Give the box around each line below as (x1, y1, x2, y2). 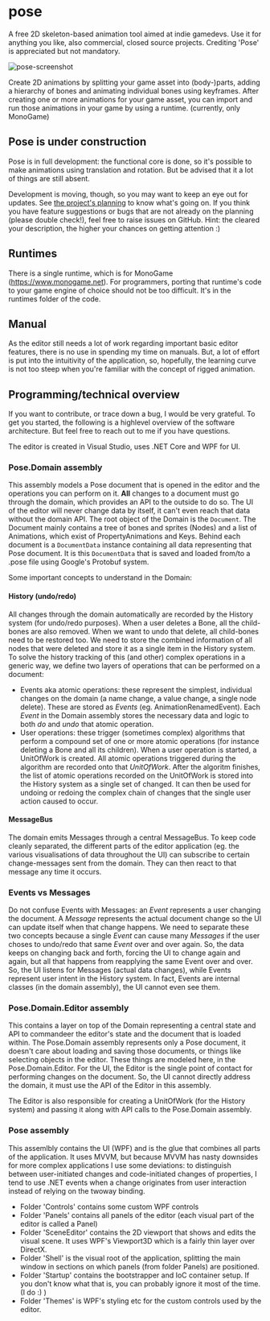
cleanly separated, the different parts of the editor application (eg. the (8, 841, 239, 850)
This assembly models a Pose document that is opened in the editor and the (8, 480, 260, 490)
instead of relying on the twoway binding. (8, 1186, 146, 1195)
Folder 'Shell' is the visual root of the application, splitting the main (19, 1252, 241, 1263)
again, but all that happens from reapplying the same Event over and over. (8, 957, 253, 966)
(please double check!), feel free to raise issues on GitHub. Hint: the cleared (8, 214, 260, 224)
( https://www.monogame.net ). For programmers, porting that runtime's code (8, 276, 262, 286)
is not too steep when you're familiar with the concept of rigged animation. (8, 364, 256, 374)
